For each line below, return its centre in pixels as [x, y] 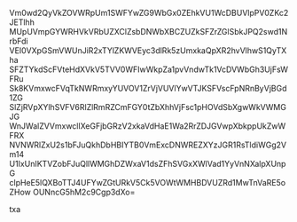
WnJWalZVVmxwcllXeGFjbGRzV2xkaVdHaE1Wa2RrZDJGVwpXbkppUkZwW [148, 126]
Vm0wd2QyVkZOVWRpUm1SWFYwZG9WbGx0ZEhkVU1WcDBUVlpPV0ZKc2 [149, 13]
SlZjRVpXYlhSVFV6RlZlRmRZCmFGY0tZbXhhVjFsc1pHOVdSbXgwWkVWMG [148, 107]
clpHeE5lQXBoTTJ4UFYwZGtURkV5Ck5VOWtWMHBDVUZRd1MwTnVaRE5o [148, 182]
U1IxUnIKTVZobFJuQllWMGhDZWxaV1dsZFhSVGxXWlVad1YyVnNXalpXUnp [148, 164]
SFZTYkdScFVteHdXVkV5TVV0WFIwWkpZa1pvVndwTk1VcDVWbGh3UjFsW [149, 69]
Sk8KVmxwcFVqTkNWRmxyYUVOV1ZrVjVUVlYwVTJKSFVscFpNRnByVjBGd [148, 88]
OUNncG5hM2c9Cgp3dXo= [84, 192]
